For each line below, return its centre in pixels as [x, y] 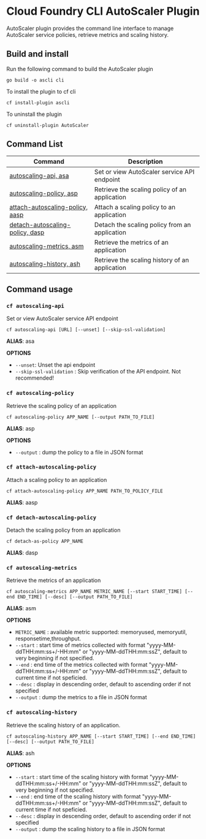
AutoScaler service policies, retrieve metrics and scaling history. [88, 34]
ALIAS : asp [21, 428]
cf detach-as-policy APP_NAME [45, 542]
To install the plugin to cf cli [41, 91]
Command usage [40, 289]
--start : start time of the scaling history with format [82, 776]
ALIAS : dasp [22, 553]
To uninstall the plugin [34, 114]
